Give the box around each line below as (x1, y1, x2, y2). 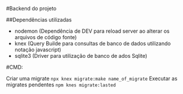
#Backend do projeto (6, 5, 57, 12)
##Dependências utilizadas (6, 16, 72, 23)
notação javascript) (14, 46, 61, 53)
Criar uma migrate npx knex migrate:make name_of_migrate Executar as (6, 75, 178, 82)
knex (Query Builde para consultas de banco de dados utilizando (14, 40, 171, 47)
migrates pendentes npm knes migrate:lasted (6, 81, 116, 88)
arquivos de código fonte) (14, 34, 77, 40)
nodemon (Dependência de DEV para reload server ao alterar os (14, 27, 170, 34)
